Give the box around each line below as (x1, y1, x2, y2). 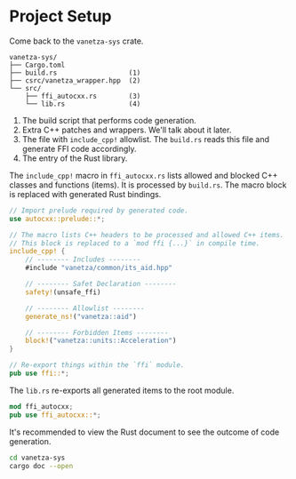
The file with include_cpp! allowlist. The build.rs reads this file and (21, 133, 269, 144)
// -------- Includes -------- (25, 255, 141, 264)
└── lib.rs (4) (25, 100, 141, 108)
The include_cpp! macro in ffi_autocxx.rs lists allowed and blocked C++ (9, 170, 278, 180)
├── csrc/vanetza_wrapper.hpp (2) (9, 76, 141, 85)
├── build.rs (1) (9, 68, 141, 77)
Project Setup (9, 6, 113, 27)
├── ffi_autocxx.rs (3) (25, 92, 141, 100)
